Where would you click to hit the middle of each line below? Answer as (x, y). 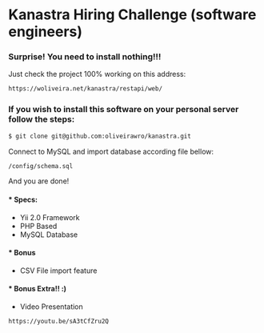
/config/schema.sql (41, 166)
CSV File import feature (58, 271)
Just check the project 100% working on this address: (97, 74)
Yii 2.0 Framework (50, 217)
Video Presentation (52, 307)
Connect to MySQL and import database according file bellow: (111, 151)
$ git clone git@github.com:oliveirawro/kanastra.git (100, 136)
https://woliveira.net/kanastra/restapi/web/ (85, 89)
